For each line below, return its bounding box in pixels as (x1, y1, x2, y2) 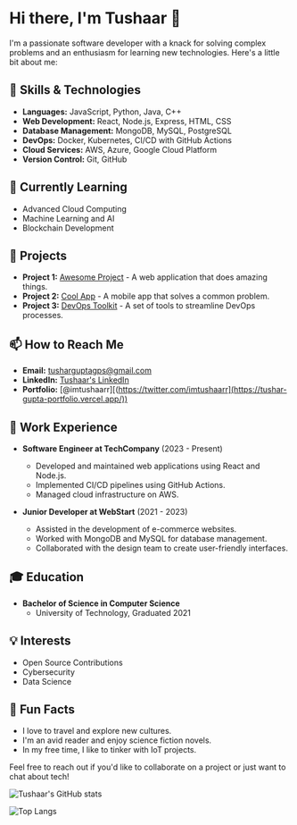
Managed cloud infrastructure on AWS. (35, 489, 179, 500)
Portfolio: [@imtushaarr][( (21, 384, 119, 395)
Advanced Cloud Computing (21, 203, 128, 214)
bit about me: (9, 56, 58, 67)
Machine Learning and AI (21, 213, 115, 223)
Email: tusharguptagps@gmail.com (21, 366, 153, 376)
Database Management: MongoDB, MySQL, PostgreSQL (21, 125, 232, 136)
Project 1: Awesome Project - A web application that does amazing (21, 272, 268, 282)
